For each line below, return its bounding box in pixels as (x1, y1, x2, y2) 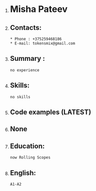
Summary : (9, 54, 45, 63)
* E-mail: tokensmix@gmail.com (9, 41, 75, 46)
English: (9, 169, 36, 177)
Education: (9, 142, 45, 150)
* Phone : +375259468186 (9, 36, 62, 41)
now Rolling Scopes (9, 155, 51, 160)
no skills (9, 94, 31, 99)
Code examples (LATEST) (9, 108, 91, 117)
